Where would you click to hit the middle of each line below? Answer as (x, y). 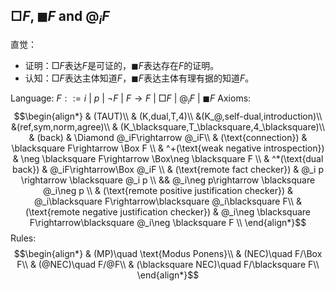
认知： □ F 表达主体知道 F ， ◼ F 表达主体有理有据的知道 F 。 (139, 78)
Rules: (23, 238)
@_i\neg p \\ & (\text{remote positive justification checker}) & (168, 190)
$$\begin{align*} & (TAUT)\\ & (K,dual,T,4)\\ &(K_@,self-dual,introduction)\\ (168, 116)
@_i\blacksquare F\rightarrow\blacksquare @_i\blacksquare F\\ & (168, 201)
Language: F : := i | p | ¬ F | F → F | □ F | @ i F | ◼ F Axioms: (131, 99)
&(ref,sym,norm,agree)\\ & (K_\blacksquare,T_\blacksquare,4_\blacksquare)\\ (168, 126)
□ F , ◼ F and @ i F (60, 18)
